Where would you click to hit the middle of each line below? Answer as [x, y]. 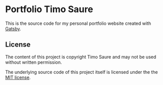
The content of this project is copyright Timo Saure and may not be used [81, 57]
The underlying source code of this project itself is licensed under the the [82, 72]
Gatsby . [13, 28]
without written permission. [34, 62]
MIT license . [18, 77]
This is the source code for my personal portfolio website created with [78, 23]
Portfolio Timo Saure [49, 9]
